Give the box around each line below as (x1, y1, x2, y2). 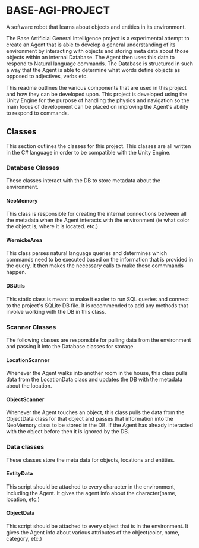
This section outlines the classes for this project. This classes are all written (6, 142, 191, 149)
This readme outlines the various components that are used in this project (6, 84, 187, 91)
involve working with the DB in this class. (6, 308, 106, 315)
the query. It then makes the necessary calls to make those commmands (6, 262, 184, 269)
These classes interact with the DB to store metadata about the (6, 177, 160, 184)
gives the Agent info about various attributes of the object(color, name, (6, 529, 180, 536)
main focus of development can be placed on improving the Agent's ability (6, 103, 189, 110)
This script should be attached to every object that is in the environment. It (6, 522, 189, 530)
